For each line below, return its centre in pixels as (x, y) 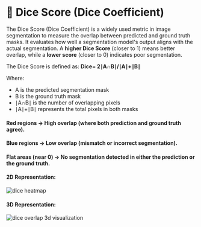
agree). (16, 129)
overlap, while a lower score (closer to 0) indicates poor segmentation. (94, 54)
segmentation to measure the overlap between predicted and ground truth (98, 35)
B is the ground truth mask (48, 96)
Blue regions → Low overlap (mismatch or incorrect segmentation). (92, 143)
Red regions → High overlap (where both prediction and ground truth (94, 123)
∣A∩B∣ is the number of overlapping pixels (67, 103)
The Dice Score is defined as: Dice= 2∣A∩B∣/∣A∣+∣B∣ (73, 66)
